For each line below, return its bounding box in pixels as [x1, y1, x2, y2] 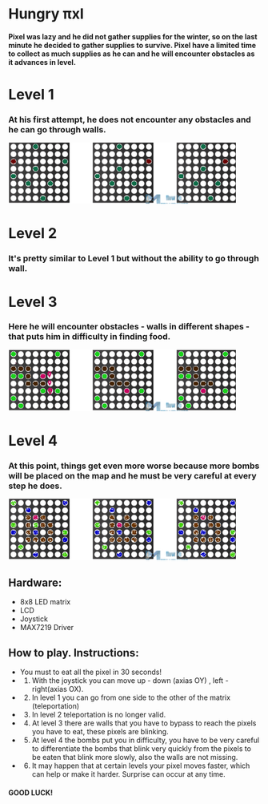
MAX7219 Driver [19, 623, 74, 632]
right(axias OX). [31, 684, 84, 693]
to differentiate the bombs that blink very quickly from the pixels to [31, 743, 252, 753]
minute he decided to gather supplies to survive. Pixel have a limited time [8, 40, 257, 50]
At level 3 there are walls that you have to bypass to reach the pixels [31, 718, 257, 728]
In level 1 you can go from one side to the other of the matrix [31, 693, 230, 702]
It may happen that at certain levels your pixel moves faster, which [31, 761, 250, 770]
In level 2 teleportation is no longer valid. [31, 709, 166, 719]
